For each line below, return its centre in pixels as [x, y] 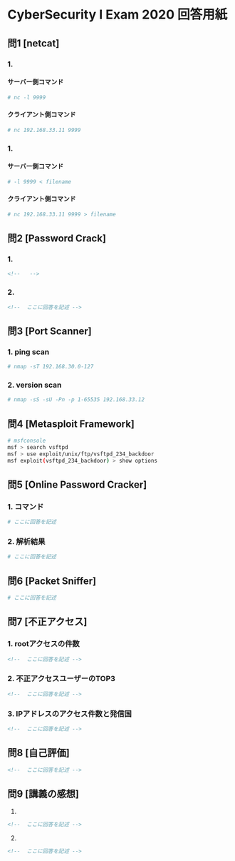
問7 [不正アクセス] [47, 622]
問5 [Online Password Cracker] [77, 484]
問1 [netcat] [33, 43]
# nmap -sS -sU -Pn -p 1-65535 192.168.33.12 [76, 400]
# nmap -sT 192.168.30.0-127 [51, 367]
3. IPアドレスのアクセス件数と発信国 [69, 713]
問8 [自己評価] [38, 753]
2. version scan [35, 385]
